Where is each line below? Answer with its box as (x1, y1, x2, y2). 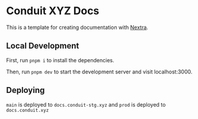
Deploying (6, 85, 45, 95)
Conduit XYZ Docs (6, 4, 100, 18)
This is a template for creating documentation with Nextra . (6, 24, 148, 31)
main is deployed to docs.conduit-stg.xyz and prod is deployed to (6, 101, 166, 108)
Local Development (6, 41, 79, 51)
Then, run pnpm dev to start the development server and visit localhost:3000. (6, 68, 193, 75)
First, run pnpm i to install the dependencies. (6, 56, 114, 63)
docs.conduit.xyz (6, 107, 49, 113)
